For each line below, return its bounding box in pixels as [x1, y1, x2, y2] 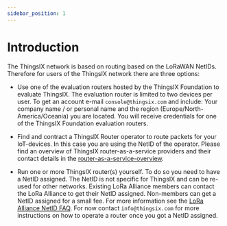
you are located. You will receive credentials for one [70, 112, 217, 120]
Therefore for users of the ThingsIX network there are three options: [7, 69, 200, 77]
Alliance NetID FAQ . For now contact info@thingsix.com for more [16, 203, 200, 212]
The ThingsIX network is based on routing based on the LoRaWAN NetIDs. [7, 62, 217, 71]
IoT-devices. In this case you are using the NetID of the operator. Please [16, 140, 221, 148]
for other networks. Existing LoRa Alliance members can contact [33, 182, 215, 190]
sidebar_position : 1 [7, 10, 67, 17]
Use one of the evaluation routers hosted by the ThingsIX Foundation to [16, 83, 219, 91]
